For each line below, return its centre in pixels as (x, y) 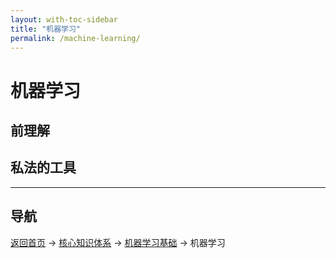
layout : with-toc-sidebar (64, 19)
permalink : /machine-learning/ (75, 38)
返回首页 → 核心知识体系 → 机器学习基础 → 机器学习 (118, 242)
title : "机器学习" (46, 29)
